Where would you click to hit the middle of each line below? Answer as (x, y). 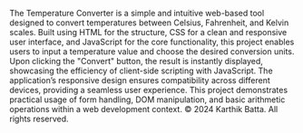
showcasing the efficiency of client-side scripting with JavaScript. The (142, 71)
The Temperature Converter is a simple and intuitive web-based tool (137, 13)
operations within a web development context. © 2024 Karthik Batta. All (144, 109)
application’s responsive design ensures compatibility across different (140, 80)
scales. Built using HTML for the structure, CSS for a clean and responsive (148, 32)
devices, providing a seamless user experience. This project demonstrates (149, 90)
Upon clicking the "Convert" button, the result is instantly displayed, (136, 61)
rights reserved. (39, 119)
